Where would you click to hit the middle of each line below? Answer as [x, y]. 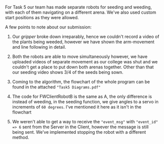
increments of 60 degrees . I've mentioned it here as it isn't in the [77, 107]
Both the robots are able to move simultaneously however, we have [80, 57]
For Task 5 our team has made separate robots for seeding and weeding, [79, 7]
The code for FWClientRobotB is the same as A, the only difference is [82, 96]
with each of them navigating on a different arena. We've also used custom [81, 12]
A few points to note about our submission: [48, 27]
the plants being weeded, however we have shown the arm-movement [83, 42]
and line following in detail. [39, 47]
